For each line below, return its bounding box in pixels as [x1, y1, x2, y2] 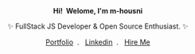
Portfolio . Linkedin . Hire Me [45, 37, 150, 47]
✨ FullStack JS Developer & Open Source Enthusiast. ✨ [7, 21, 189, 31]
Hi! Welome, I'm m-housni [53, 6, 143, 15]
